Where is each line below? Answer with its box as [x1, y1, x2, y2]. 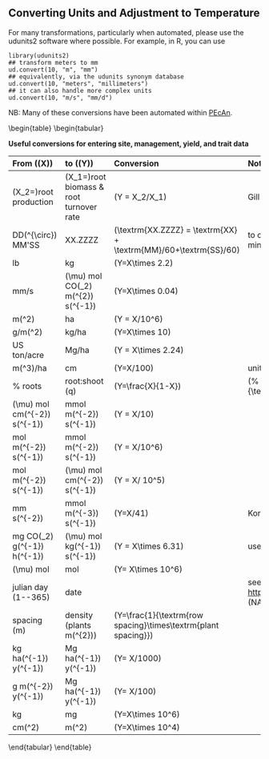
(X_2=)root [12, 186, 54, 197]
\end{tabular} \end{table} [8, 742, 92, 752]
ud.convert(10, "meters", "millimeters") [8, 79, 149, 87]
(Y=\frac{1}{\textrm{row [113, 609, 204, 620]
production [12, 196, 54, 207]
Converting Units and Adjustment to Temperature [8, 6, 260, 20]
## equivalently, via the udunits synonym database [8, 72, 184, 81]
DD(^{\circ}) [12, 229, 58, 240]
